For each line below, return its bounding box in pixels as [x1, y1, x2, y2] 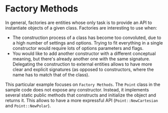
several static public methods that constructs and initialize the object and [5, 92, 156, 98]
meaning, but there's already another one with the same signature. [12, 55, 150, 61]
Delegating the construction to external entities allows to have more [12, 61, 152, 67]
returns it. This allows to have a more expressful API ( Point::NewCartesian [5, 97, 158, 103]
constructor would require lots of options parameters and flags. [12, 45, 144, 51]
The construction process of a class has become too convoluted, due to [12, 34, 161, 40]
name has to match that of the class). [12, 71, 90, 77]
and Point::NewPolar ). [5, 102, 51, 108]
